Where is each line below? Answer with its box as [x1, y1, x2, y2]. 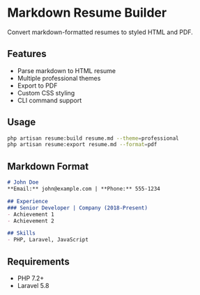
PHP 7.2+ [17, 273, 45, 282]
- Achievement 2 [7, 217, 54, 224]
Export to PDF [17, 81, 58, 90]
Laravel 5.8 [17, 281, 49, 289]
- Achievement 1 [7, 211, 54, 218]
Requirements [7, 255, 70, 267]
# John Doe [7, 179, 39, 186]
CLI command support [17, 96, 82, 104]
